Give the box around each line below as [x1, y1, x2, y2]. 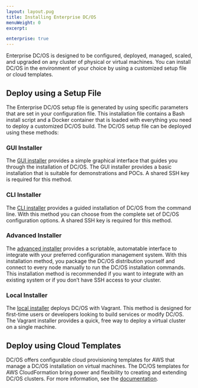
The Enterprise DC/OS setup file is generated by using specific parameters [6, 104, 189, 111]
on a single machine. [6, 324, 57, 331]
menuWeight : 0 [6, 20, 41, 25]
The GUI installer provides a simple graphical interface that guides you [6, 157, 178, 164]
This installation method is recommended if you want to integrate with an [6, 270, 184, 277]
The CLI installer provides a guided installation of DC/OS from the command [6, 204, 191, 211]
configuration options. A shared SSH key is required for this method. [6, 216, 173, 224]
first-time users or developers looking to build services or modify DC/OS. [6, 311, 184, 318]
